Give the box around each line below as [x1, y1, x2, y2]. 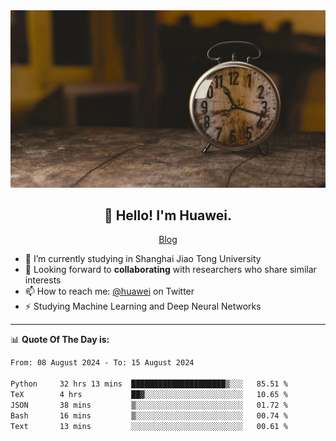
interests [24, 274, 62, 286]
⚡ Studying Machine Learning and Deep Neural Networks [24, 300, 262, 313]
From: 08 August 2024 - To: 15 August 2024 [10, 358, 195, 368]
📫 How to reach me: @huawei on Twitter [24, 285, 195, 298]
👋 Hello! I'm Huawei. [103, 207, 233, 224]
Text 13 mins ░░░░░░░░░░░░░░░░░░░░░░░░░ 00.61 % [10, 421, 288, 431]
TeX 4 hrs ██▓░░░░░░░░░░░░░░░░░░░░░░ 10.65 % [10, 389, 288, 399]
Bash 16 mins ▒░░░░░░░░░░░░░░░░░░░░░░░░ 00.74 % [10, 410, 288, 421]
